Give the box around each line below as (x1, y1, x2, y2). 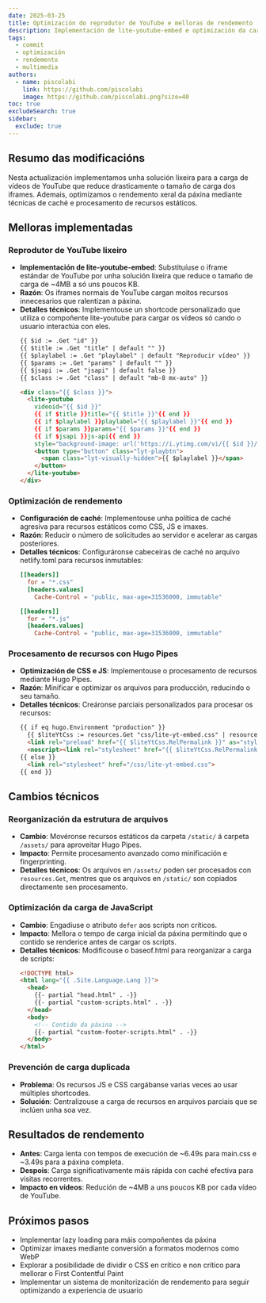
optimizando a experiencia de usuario (19, 1286, 143, 1295)
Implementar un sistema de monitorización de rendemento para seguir (19, 1278, 249, 1287)
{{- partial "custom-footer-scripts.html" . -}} (34, 1028, 198, 1036)
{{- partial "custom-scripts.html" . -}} (34, 998, 173, 1007)
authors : (8, 71, 37, 79)
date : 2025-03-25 (8, 11, 66, 20)
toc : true (8, 100, 41, 108)
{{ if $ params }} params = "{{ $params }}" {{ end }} (34, 425, 201, 433)
